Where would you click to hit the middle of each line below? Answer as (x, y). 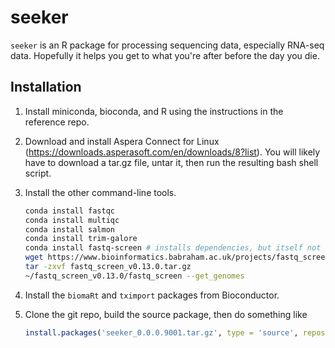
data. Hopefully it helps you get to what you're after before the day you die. (165, 55)
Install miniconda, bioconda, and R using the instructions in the (154, 111)
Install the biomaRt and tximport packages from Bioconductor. (152, 295)
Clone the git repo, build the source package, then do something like (166, 314)
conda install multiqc (72, 220)
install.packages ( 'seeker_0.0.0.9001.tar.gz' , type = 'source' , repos (175, 332)
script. (38, 173)
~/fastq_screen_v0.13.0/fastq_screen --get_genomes (134, 276)
